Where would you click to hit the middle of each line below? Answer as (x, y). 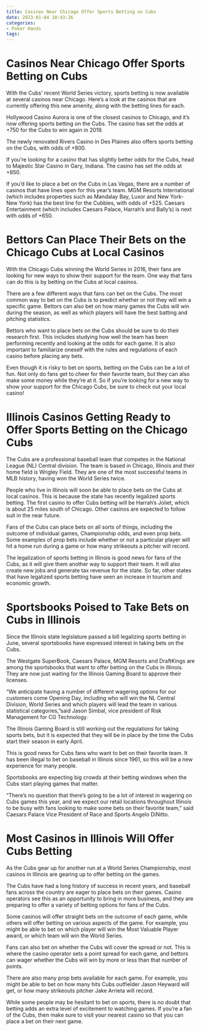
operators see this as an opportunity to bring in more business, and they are (100, 898)
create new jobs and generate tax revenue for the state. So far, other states (99, 570)
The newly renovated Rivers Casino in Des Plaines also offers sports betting (100, 142)
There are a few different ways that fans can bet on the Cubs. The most (94, 293)
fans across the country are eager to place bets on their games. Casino (94, 892)
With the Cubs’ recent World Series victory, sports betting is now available (98, 93)
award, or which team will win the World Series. (65, 935)
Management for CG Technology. (47, 717)
